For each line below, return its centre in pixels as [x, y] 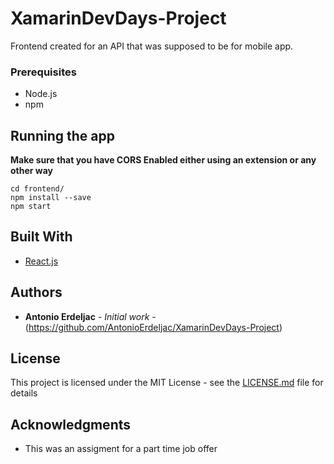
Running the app [62, 135]
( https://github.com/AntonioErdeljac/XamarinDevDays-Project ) [153, 327]
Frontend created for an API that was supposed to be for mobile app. [152, 46]
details [24, 393]
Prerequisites [43, 72]
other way [32, 171]
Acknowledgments [71, 424]
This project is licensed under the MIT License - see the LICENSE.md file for [167, 383]
